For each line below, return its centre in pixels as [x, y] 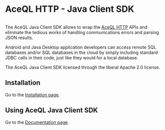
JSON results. [19, 38]
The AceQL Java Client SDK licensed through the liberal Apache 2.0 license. [83, 67]
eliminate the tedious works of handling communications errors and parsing [82, 32]
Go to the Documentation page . [37, 122]
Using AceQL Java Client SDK [52, 110]
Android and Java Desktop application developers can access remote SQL [81, 47]
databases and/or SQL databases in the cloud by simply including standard [82, 52]
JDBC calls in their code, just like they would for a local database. [72, 57]
